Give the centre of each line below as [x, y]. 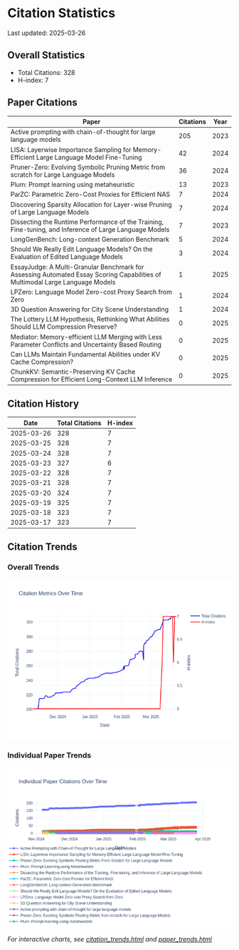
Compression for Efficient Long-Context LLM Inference [91, 379]
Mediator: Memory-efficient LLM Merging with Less [86, 337]
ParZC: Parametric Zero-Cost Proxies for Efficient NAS [90, 195]
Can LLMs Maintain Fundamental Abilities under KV [85, 354]
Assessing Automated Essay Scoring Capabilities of [86, 274]
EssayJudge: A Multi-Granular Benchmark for [77, 267]
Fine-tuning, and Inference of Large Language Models [90, 229]
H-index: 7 [33, 80]
